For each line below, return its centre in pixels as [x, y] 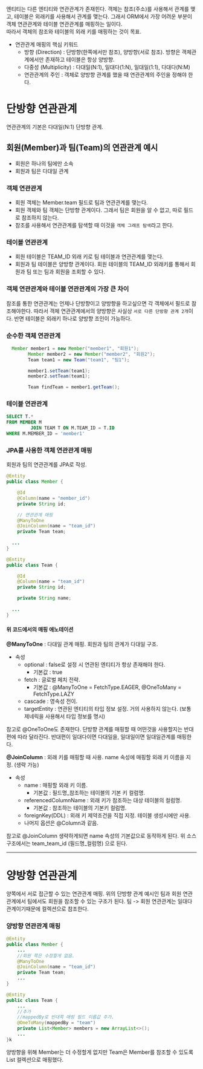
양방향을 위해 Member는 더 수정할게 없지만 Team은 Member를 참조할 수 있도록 [100, 1052]
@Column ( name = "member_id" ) [54, 498]
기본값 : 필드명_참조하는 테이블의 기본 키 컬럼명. [89, 793]
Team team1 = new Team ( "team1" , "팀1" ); [79, 360]
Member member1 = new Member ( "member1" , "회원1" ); [76, 348]
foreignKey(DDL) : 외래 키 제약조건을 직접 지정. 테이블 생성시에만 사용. [108, 815]
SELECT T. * [20, 417]
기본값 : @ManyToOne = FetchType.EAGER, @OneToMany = [107, 687]
